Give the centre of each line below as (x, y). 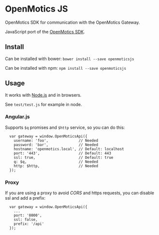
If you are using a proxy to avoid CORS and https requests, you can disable (80, 193)
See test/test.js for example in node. (43, 104)
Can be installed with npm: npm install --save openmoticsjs (66, 68)
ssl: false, (26, 220)
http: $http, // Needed (56, 166)
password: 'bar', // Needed (56, 145)
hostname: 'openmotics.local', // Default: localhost (69, 149)
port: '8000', (28, 216)
